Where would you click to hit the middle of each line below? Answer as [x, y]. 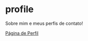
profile [20, 9]
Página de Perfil [22, 33]
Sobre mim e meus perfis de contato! [44, 23]
